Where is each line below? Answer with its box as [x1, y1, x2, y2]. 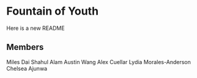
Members [6, 42, 44, 52]
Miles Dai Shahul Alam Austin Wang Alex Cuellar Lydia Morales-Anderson [6, 58, 191, 65]
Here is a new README [6, 24, 65, 32]
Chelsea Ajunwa [6, 65, 48, 72]
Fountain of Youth [6, 4, 99, 18]
